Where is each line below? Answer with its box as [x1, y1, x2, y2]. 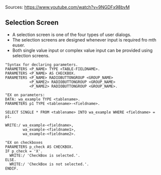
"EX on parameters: [5, 92, 45, 97]
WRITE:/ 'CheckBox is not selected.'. [9, 162, 90, 167]
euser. [12, 42, 26, 48]
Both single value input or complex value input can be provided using [12, 47, 153, 53]
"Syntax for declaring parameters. [5, 62, 78, 67]
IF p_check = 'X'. [5, 148, 43, 154]
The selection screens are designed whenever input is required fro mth [12, 37, 157, 43]
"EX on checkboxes [5, 140, 43, 145]
